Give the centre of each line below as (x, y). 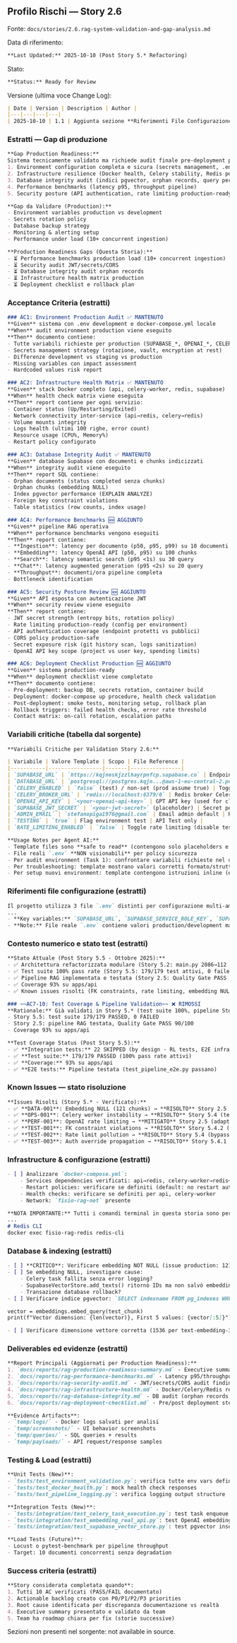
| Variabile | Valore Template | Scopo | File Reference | (96, 762)
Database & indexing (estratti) (60, 1251)
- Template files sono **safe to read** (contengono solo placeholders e (118, 847)
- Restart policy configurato (52, 442)
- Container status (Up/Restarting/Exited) (72, 409)
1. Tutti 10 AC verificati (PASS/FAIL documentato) (85, 1592)
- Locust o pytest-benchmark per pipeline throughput (88, 1546)
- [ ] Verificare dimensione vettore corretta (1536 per (93, 1331)
